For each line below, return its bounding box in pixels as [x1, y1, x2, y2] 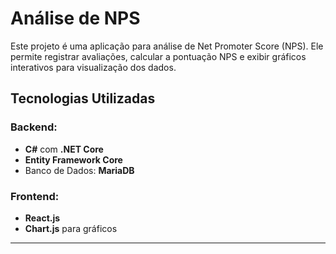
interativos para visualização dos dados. [10, 61, 177, 73]
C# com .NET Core [24, 143, 104, 155]
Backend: [10, 120, 58, 134]
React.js [24, 212, 61, 224]
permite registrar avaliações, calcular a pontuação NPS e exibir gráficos [10, 50, 307, 62]
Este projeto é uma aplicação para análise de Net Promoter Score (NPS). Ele [10, 40, 324, 52]
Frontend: [10, 189, 60, 203]
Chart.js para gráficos [24, 222, 118, 234]
